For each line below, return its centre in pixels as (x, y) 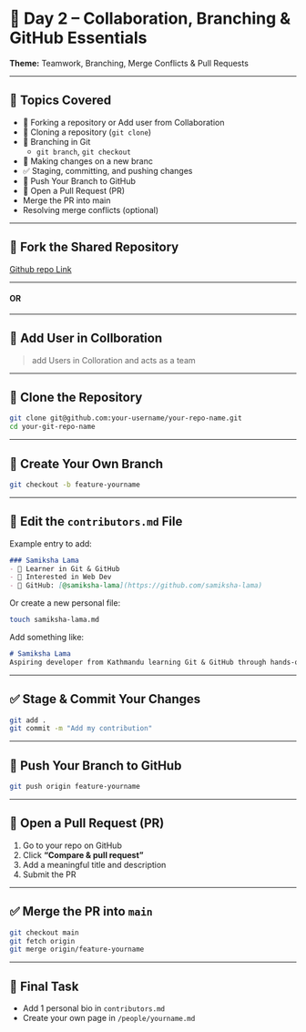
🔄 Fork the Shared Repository (94, 247)
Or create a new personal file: (65, 603)
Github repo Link (41, 269)
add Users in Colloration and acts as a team (113, 360)
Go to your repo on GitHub (72, 845)
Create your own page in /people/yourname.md (109, 1018)
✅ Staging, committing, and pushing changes (107, 170)
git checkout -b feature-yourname (75, 485)
